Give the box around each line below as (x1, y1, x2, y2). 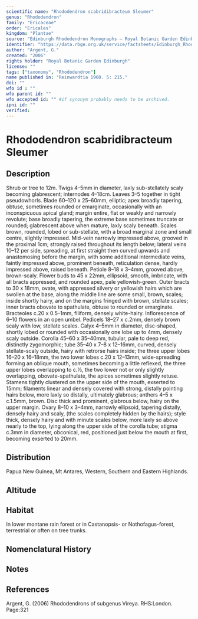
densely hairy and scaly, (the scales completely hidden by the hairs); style (6, 410, 186, 417)
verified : (6, 107, 31, 113)
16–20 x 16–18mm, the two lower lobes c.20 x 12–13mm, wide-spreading (6, 353, 181, 361)
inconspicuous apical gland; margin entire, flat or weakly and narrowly (6, 209, 177, 217)
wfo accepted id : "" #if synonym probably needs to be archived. (6, 96, 170, 102)
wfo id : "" (6, 86, 35, 91)
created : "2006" (6, 53, 46, 58)
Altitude (6, 485, 37, 495)
